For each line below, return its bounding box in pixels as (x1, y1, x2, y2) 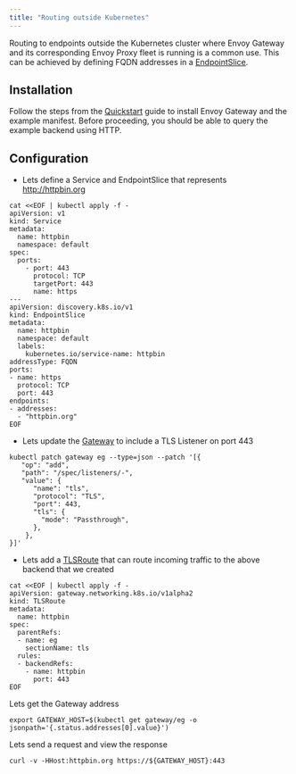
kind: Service (9, 217, 62, 226)
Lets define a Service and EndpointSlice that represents (21, 175, 227, 186)
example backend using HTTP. (9, 125, 122, 136)
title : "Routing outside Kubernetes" (9, 12, 150, 22)
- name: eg (17, 636, 58, 645)
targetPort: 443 (32, 279, 94, 288)
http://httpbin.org (21, 184, 86, 195)
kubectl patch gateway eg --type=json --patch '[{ (9, 453, 201, 462)
